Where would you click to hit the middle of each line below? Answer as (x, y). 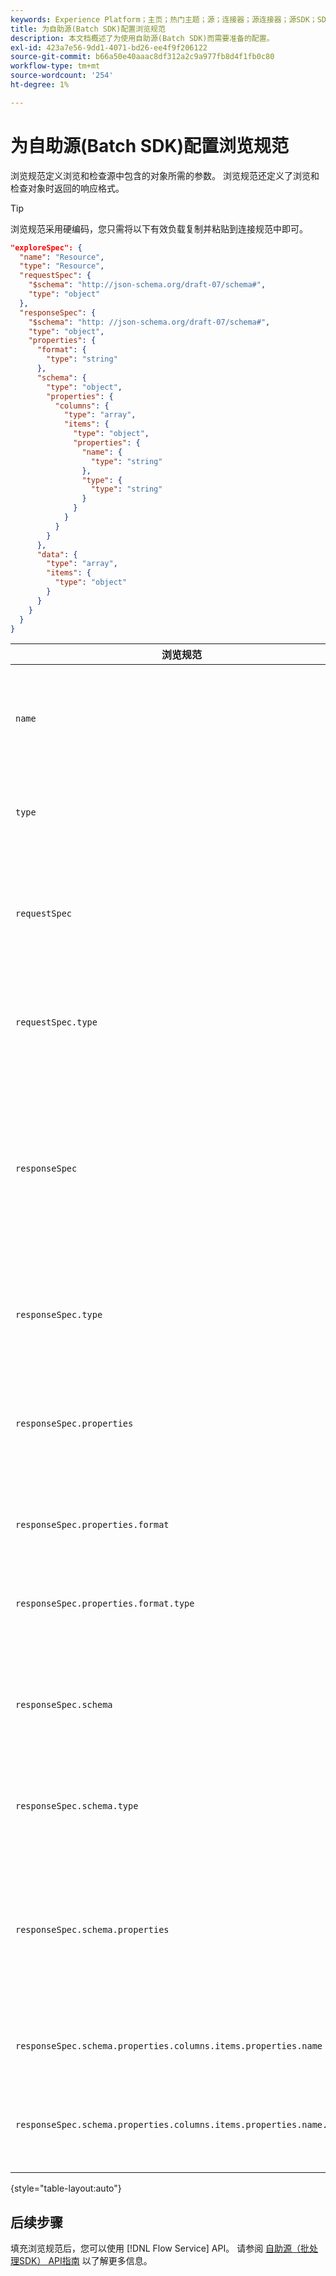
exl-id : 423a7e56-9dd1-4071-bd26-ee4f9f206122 (109, 47)
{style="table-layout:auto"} (66, 2188)
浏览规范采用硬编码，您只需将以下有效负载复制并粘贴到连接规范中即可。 (159, 228)
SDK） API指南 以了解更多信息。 (85, 2261)
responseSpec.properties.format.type (105, 1604)
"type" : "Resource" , (62, 266)
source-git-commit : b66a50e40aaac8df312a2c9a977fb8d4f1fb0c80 (142, 57)
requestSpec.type (56, 1022)
